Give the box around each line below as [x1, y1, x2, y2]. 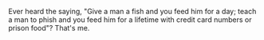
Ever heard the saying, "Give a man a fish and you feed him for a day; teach [8, 7, 257, 16]
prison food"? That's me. [8, 24, 90, 32]
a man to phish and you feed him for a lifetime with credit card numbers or [8, 15, 252, 24]
